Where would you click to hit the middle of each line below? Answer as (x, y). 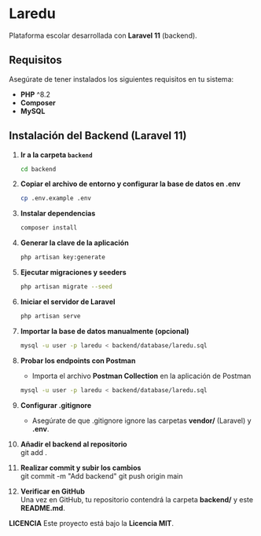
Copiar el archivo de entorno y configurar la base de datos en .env (130, 184)
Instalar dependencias (58, 214)
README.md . (42, 508)
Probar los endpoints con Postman (78, 360)
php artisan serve (50, 316)
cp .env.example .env (55, 198)
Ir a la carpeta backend (56, 155)
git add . (34, 452)
